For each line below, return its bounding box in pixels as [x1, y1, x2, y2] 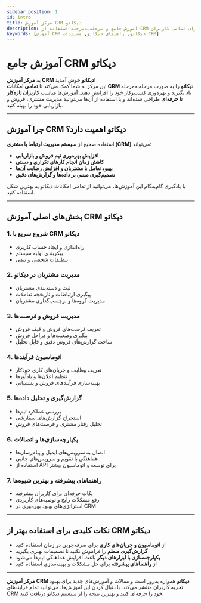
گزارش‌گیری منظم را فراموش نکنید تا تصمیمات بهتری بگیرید [15, 548, 148, 555]
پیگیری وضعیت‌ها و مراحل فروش [15, 332, 88, 339]
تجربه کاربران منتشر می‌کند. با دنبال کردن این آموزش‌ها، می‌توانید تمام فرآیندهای [7, 584, 184, 591]
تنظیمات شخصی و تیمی [15, 256, 69, 263]
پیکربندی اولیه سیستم [15, 249, 63, 256]
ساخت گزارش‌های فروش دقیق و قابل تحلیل [15, 338, 113, 345]
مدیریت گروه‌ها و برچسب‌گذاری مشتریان [15, 296, 106, 304]
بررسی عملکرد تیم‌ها [15, 407, 61, 415]
